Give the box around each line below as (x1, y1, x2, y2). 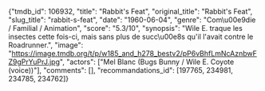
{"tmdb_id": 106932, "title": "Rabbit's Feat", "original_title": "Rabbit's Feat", (8, 7, 253, 16)
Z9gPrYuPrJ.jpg (8, 57, 61, 66)
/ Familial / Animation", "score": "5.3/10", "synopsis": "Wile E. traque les (8, 24, 243, 32)
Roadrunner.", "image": (8, 40, 84, 50)
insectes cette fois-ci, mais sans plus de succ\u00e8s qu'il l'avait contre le (8, 32, 254, 41)
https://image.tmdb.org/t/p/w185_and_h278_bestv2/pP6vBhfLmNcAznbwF (11, 49, 257, 58)
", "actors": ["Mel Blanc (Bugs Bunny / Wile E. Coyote (59, 57, 235, 66)
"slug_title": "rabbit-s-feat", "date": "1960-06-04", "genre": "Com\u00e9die (8, 15, 256, 25)
